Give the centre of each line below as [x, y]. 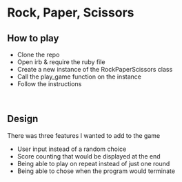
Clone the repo [38, 54]
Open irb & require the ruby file [61, 62]
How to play [33, 38]
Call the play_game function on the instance [79, 77]
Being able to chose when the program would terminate [96, 171]
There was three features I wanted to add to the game [84, 135]
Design [23, 119]
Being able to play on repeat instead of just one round [93, 163]
